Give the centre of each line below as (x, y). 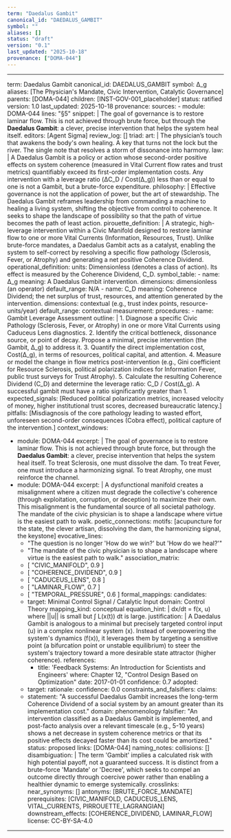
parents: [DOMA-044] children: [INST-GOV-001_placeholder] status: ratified (114, 99)
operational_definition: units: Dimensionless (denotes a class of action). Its (112, 267)
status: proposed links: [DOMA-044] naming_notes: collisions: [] (118, 747)
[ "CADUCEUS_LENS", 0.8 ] (66, 580)
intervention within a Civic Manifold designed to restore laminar (123, 230)
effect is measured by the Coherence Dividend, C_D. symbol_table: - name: (113, 274)
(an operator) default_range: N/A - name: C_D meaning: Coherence (102, 289)
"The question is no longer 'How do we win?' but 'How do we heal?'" (125, 543)
